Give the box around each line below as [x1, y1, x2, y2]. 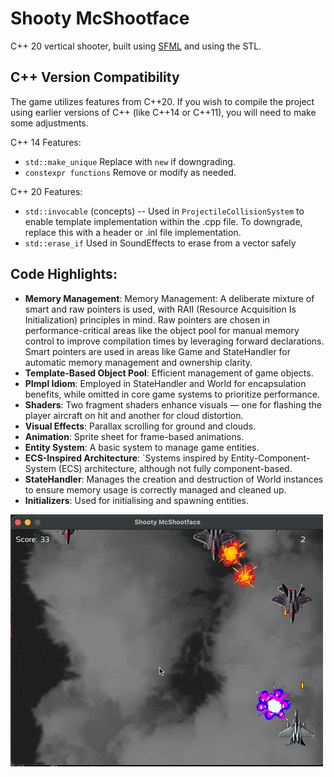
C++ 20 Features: [10, 185, 83, 197]
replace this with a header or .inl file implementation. [24, 226, 242, 238]
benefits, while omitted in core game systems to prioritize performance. [24, 388, 320, 400]
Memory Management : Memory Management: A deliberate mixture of [24, 292, 315, 304]
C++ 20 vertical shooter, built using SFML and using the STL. [10, 40, 262, 52]
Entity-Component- [230, 452, 311, 464]
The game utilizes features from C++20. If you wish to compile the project [10, 95, 315, 107]
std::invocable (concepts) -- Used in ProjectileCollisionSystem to [24, 205, 305, 217]
